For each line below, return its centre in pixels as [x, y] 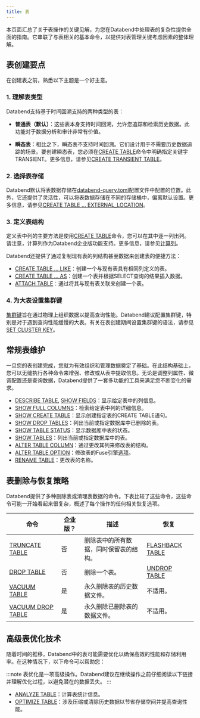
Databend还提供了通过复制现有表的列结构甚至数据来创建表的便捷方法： [94, 256]
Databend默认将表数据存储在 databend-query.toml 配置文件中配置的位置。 [96, 190]
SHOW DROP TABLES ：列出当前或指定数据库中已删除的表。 [88, 423]
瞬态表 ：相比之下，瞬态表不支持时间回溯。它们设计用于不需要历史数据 [101, 144]
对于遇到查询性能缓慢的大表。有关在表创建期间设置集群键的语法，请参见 [105, 322]
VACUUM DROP [31, 607]
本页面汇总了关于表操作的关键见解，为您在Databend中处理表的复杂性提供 [96, 29]
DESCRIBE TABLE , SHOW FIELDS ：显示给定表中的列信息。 [87, 400]
